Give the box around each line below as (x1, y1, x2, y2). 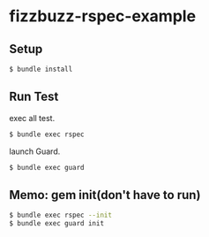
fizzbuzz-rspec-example (9, 6, 197, 27)
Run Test (9, 89, 59, 104)
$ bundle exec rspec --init (9, 210, 113, 220)
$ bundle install (9, 65, 73, 73)
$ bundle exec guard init (9, 219, 104, 228)
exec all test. (9, 112, 56, 123)
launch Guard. (9, 146, 61, 157)
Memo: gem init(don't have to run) (9, 187, 201, 203)
